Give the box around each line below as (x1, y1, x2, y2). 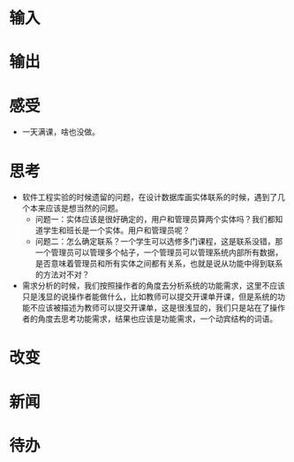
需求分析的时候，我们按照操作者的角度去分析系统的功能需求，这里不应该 (21, 281, 285, 291)
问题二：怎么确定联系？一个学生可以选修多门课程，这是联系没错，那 (34, 236, 283, 247)
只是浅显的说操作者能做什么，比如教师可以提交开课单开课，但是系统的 (21, 291, 278, 302)
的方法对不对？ (34, 269, 90, 280)
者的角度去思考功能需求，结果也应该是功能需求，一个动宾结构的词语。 (21, 313, 278, 324)
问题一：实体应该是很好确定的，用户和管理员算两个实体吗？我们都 (34, 214, 275, 225)
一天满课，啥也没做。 (21, 127, 100, 137)
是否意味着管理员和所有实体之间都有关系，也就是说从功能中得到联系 (34, 258, 283, 269)
